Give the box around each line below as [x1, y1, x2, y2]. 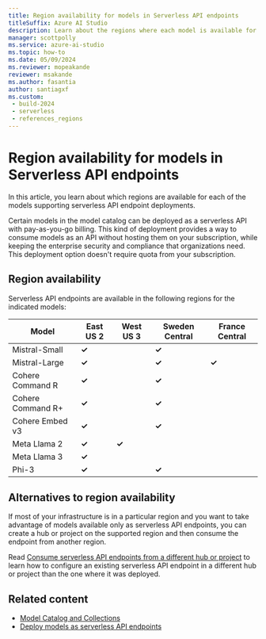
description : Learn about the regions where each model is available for [8, 26, 257, 34]
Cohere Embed [12, 415, 69, 427]
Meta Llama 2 [12, 438, 63, 449]
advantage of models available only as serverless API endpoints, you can [8, 520, 247, 530]
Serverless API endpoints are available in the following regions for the [8, 293, 235, 303]
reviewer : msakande [8, 71, 73, 78]
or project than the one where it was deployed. [8, 569, 161, 579]
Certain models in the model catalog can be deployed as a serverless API [8, 216, 248, 225]
